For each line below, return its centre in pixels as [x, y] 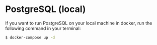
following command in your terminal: [43, 28]
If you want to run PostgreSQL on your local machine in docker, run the [79, 23]
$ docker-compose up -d [30, 37]
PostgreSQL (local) [46, 9]
